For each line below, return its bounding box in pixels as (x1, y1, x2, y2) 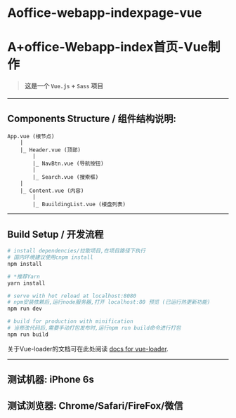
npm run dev (7, 305, 42, 313)
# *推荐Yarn (7, 273, 40, 280)
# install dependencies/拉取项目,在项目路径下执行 (7, 248, 146, 255)
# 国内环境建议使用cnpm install (7, 254, 93, 261)
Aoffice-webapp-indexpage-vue (7, 5, 202, 21)
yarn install (7, 279, 46, 287)
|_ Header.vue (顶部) (20, 147, 81, 154)
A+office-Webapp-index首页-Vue (7, 39, 209, 55)
